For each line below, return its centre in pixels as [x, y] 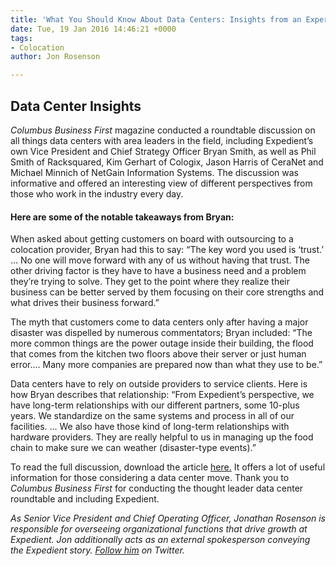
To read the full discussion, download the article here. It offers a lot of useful [168, 467]
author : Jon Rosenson [55, 57]
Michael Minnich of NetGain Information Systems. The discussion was [154, 172]
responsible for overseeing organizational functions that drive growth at [159, 529]
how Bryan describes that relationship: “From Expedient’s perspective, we [162, 395]
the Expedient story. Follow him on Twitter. [97, 550]
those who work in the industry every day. [97, 193]
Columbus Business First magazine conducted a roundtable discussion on [163, 130]
